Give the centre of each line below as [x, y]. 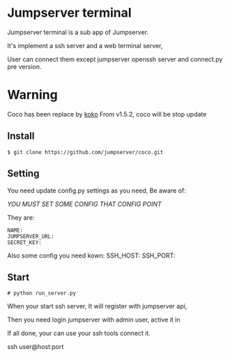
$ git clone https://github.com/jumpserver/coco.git [85, 152]
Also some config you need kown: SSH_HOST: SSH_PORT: [91, 255]
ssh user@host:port [36, 347]
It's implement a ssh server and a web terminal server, [85, 45]
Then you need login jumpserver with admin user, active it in [94, 320]
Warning [32, 95]
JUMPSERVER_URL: [31, 236]
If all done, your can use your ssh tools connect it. [79, 334]
